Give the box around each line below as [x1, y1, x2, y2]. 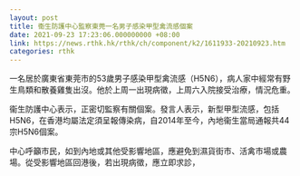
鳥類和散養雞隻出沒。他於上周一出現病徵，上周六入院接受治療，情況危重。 [16, 84, 295, 95]
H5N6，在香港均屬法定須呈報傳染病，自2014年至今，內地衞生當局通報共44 [9, 115, 290, 126]
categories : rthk [9, 47, 75, 56]
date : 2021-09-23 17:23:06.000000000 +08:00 [9, 30, 180, 39]
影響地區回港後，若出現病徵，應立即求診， [40, 157, 200, 168]
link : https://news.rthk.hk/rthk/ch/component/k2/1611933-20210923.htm [9, 38, 285, 48]
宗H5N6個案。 [9, 126, 63, 137]
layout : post [9, 13, 59, 23]
